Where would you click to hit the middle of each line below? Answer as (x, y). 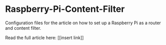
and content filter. (23, 28)
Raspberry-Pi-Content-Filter (65, 9)
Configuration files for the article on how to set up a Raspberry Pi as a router (83, 23)
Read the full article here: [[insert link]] (45, 38)
